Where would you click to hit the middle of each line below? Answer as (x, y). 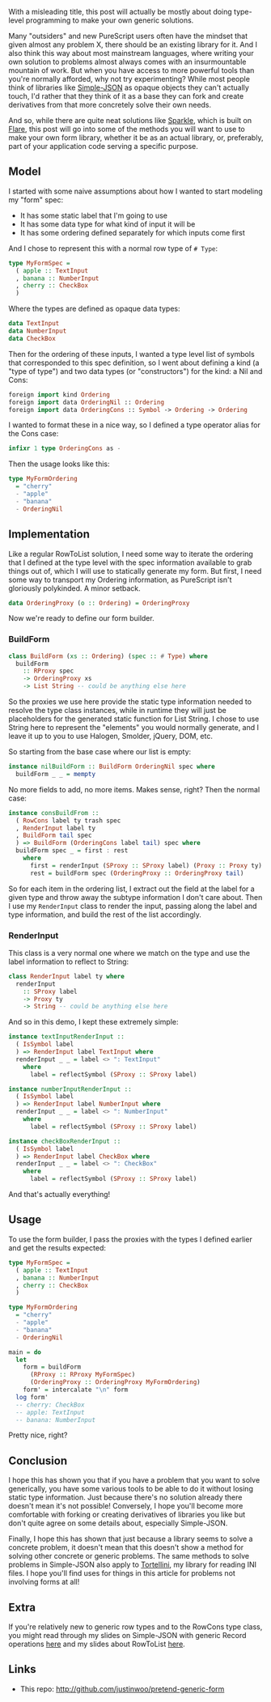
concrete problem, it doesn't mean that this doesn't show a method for (126, 1547)
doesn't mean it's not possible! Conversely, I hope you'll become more (126, 1506)
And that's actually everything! (59, 1195)
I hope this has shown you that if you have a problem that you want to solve (134, 1480)
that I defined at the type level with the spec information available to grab (130, 562)
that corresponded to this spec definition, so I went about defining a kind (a (134, 363)
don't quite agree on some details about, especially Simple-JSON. (118, 1523)
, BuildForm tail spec (54, 836)
